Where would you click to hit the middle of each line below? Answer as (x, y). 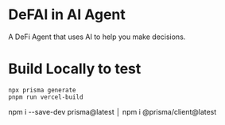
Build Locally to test (75, 69)
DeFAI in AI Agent (67, 15)
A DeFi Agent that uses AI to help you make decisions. (97, 37)
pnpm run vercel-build (46, 97)
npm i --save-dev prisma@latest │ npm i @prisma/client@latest (112, 111)
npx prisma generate (43, 90)
